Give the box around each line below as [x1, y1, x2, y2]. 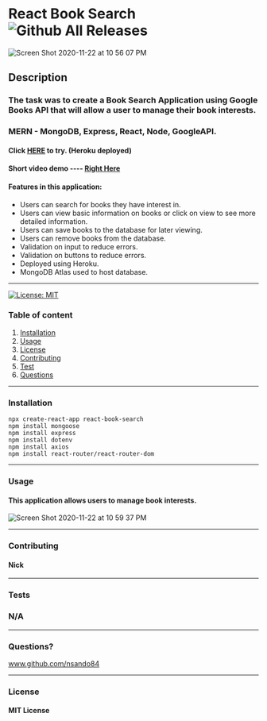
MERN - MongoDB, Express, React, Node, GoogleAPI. [8, 126, 217, 137]
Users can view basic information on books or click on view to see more [19, 208, 256, 218]
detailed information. [19, 216, 88, 226]
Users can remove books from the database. [19, 233, 167, 243]
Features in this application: [8, 182, 103, 191]
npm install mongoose [8, 422, 80, 430]
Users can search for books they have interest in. [19, 199, 181, 209]
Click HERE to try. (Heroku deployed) [8, 145, 133, 155]
